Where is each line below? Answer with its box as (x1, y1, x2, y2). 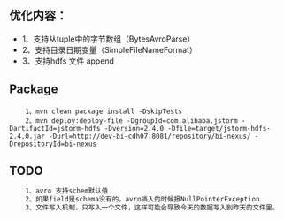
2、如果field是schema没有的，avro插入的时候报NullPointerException (25, 195, 260, 204)
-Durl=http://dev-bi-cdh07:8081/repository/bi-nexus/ (48, 132, 251, 140)
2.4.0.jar (9, 132, 46, 140)
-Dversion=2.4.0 (104, 124, 165, 133)
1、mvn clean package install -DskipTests (25, 107, 183, 116)
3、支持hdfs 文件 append (21, 56, 115, 66)
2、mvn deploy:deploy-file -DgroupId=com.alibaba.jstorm (25, 116, 238, 125)
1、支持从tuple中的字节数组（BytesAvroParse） (21, 34, 196, 44)
